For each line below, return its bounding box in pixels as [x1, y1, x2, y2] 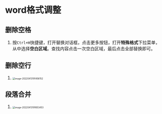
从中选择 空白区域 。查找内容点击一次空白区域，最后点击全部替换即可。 [12, 46, 156, 52]
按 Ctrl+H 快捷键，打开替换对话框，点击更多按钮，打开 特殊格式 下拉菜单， [12, 40, 160, 45]
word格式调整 [5, 4, 61, 16]
